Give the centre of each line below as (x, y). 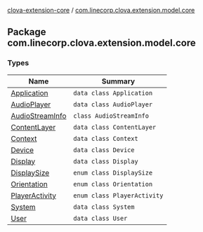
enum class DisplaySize (113, 172)
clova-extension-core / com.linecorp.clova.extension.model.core (101, 10)
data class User (100, 218)
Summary (118, 81)
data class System (104, 207)
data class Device (104, 150)
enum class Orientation (113, 184)
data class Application (113, 93)
